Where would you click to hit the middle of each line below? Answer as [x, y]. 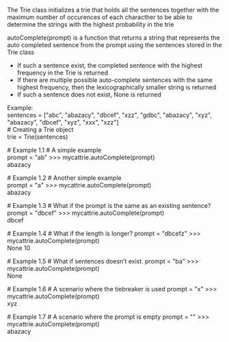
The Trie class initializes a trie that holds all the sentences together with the [113, 10]
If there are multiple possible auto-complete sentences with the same [115, 80]
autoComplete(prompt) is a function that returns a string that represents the [113, 38]
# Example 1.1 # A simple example [54, 150]
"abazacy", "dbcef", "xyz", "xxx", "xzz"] [63, 122]
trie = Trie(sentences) [38, 137]
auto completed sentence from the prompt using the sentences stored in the [114, 45]
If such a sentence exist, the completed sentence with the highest [110, 65]
